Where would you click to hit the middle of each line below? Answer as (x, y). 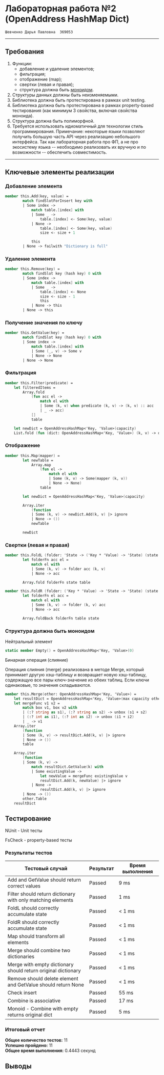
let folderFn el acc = (46, 596)
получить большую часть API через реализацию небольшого (76, 136)
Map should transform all (36, 936)
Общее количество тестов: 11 (36, 1040)
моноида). (23, 115)
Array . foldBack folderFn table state (61, 618)
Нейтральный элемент (29, 642)
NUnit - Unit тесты (24, 831)
